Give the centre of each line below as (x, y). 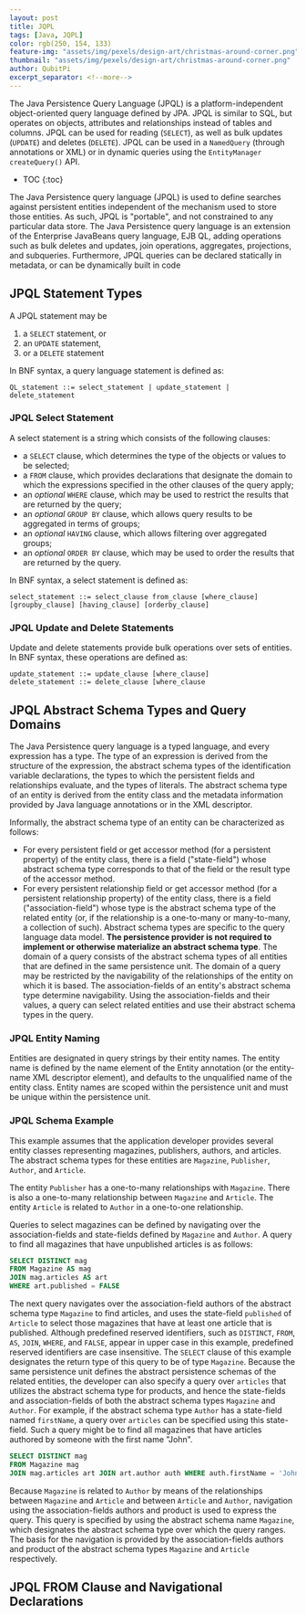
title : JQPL (32, 26)
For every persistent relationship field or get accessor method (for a (150, 888)
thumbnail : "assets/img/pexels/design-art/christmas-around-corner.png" (150, 60)
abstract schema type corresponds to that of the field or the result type (156, 869)
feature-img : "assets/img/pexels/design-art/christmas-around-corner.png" (154, 52)
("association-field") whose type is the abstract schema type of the (149, 908)
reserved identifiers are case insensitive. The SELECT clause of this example (150, 1352)
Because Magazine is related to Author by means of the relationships (136, 1491)
